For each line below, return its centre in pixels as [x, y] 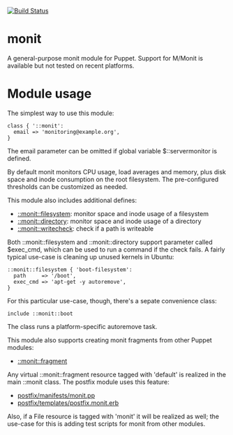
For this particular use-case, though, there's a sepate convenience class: [112, 300]
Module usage [50, 94]
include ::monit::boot [40, 314]
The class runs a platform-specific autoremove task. [82, 326]
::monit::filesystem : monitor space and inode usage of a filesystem [113, 213]
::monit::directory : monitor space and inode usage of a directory [109, 221]
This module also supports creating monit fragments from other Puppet [110, 340]
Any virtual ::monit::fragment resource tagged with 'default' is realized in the [117, 374]
